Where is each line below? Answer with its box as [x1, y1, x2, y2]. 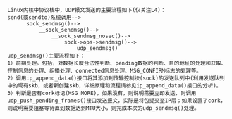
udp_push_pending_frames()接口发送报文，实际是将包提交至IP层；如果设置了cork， [7, 97, 226, 104]
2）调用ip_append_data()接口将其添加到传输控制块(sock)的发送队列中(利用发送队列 [7, 75, 225, 82]
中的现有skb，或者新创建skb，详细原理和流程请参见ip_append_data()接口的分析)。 [7, 82, 222, 89]
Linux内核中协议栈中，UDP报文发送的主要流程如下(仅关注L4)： [7, 6, 166, 13]
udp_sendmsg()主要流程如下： [7, 52, 86, 59]
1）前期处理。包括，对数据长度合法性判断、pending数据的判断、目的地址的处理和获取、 [7, 60, 227, 67]
